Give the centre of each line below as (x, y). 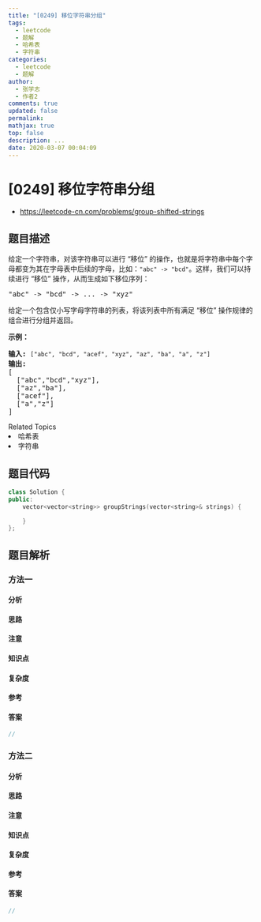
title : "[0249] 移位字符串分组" (57, 15)
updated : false (33, 111)
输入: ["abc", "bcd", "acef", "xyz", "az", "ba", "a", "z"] (109, 354)
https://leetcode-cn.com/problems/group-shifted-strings (112, 212)
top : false (26, 133)
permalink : (26, 119)
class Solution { (37, 492)
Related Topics (32, 427)
